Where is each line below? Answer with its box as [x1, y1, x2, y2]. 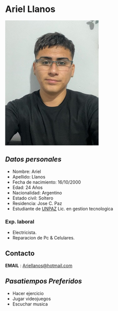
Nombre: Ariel [12, 168, 41, 174]
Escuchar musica [12, 301, 48, 307]
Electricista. [12, 229, 37, 235]
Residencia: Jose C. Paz [12, 200, 62, 206]
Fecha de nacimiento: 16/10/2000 [12, 179, 81, 185]
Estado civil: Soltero [12, 195, 54, 201]
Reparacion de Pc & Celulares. [12, 235, 75, 241]
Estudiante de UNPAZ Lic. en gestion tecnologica [12, 205, 114, 211]
